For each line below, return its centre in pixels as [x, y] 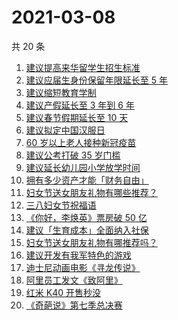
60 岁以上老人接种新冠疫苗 [81, 142]
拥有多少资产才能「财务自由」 [87, 180]
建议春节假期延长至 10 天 [77, 117]
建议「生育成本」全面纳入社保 [87, 230]
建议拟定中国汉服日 [65, 130]
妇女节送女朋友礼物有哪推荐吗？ [91, 242]
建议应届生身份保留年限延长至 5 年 [96, 80]
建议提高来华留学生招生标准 [83, 67]
